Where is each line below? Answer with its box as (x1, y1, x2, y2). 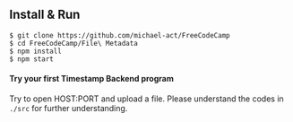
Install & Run (9, 7, 81, 22)
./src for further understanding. (9, 103, 128, 114)
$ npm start (9, 54, 54, 64)
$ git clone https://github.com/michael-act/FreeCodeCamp (9, 30, 230, 39)
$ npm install (9, 47, 63, 56)
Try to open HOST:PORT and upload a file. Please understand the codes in (9, 93, 284, 104)
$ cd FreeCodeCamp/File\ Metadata (9, 39, 139, 48)
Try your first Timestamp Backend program (9, 74, 175, 84)
